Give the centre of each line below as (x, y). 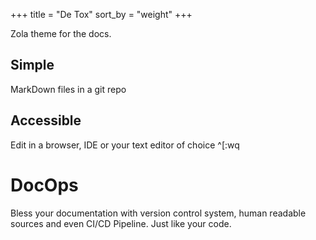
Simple (32, 65)
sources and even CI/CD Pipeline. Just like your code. (121, 223)
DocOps (44, 185)
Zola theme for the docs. (61, 33)
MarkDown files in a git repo (68, 89)
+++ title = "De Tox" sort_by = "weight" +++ (101, 14)
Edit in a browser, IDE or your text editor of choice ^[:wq (125, 145)
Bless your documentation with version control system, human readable (158, 213)
